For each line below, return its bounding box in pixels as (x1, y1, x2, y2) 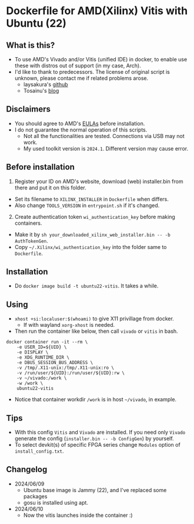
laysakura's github (23, 81, 69, 88)
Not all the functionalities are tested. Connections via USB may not (23, 132, 185, 139)
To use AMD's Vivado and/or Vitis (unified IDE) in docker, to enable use (14, 56, 188, 63)
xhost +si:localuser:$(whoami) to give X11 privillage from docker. (14, 315, 175, 322)
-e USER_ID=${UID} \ (16, 344, 67, 351)
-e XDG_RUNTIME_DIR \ (16, 355, 69, 361)
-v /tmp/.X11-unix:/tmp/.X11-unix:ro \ (16, 365, 115, 371)
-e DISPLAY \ (16, 349, 49, 355)
